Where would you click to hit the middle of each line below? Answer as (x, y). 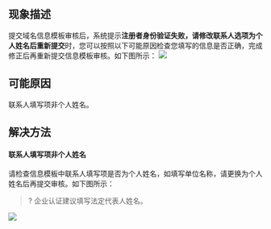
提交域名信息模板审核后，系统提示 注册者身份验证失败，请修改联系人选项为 (132, 35)
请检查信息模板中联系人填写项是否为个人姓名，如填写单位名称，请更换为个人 (135, 174)
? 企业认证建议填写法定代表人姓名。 (88, 201)
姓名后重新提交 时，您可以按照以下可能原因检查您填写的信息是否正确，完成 (139, 45)
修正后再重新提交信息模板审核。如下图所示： (83, 56)
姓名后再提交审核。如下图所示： (61, 184)
